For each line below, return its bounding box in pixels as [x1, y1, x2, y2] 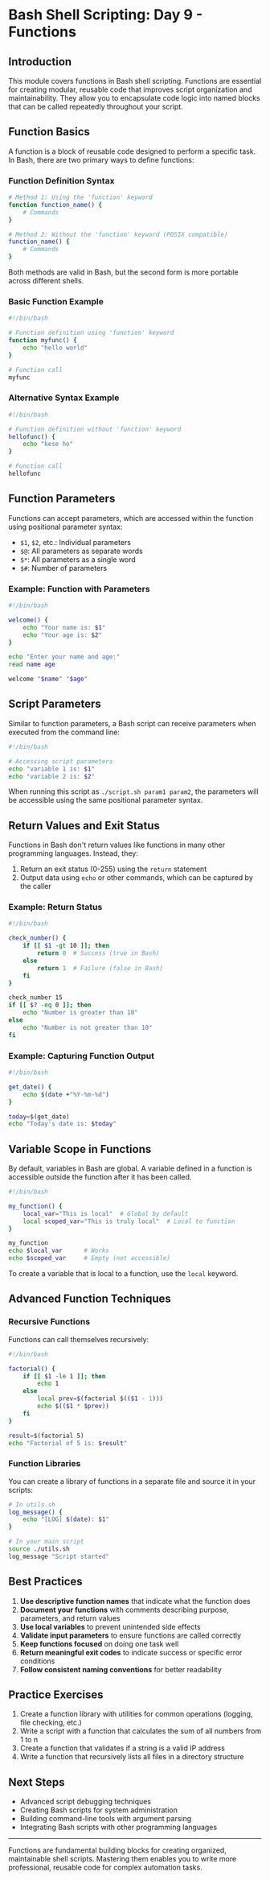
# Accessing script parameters [8, 757, 113, 766]
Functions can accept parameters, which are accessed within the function [8, 513, 254, 523]
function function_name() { [8, 200, 103, 209]
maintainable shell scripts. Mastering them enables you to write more [8, 1854, 237, 1864]
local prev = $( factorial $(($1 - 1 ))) [37, 1395, 163, 1403]
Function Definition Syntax [8, 175, 115, 186]
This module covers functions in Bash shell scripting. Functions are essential [8, 76, 262, 85]
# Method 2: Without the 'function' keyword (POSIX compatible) [8, 230, 228, 238]
